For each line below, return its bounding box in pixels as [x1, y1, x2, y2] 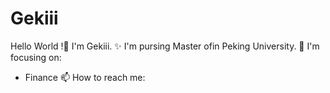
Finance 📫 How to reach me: [24, 71, 146, 83]
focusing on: [10, 51, 62, 63]
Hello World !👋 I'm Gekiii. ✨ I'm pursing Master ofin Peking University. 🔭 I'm [10, 40, 320, 52]
